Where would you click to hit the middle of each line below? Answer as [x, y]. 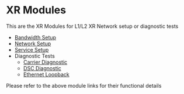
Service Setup [32, 49]
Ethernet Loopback [46, 74]
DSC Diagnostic [42, 68]
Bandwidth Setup [35, 37]
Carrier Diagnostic [45, 62]
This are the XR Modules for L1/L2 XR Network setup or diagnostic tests [92, 26]
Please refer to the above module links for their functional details [84, 85]
